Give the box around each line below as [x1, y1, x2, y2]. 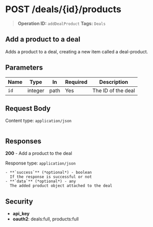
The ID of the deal [92, 87, 135, 94]
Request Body [5, 104, 51, 113]
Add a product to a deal [5, 35, 80, 44]
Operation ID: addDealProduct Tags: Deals [17, 20, 106, 26]
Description [99, 78, 129, 85]
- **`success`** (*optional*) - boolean [5, 170, 93, 175]
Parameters [5, 63, 43, 72]
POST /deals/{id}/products [5, 4, 121, 15]
